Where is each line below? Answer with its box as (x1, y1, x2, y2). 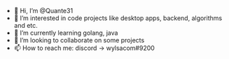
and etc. (13, 22, 39, 29)
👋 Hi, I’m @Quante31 (13, 7, 74, 15)
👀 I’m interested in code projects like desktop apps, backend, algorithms (13, 14, 223, 22)
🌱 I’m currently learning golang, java (13, 28, 118, 37)
